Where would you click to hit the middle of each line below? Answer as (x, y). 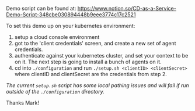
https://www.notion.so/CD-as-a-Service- (127, 8)
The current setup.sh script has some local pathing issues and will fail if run (98, 85)
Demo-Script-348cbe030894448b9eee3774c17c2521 (71, 15)
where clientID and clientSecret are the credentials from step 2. (91, 74)
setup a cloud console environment (57, 37)
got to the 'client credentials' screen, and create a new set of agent (95, 43)
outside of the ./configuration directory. (55, 92)
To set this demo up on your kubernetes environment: (71, 26)
